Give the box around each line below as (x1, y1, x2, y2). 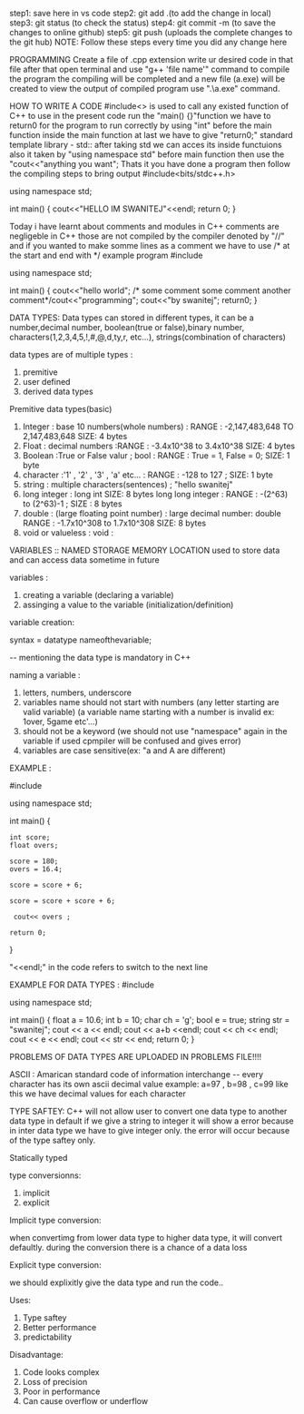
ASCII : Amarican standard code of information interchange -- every (9, 1069, 264, 1079)
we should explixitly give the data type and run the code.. (9, 1277, 224, 1288)
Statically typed (9, 1153, 68, 1163)
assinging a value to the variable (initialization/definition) (22, 599, 234, 610)
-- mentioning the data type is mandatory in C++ (9, 653, 191, 663)
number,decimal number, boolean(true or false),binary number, (9, 322, 245, 332)
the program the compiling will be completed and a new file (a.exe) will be (9, 74, 286, 84)
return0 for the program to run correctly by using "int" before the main (9, 120, 272, 131)
